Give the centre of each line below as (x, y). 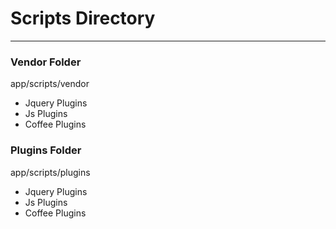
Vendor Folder (46, 62)
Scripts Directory (83, 18)
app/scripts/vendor (50, 84)
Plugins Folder (46, 150)
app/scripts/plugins (50, 172)
